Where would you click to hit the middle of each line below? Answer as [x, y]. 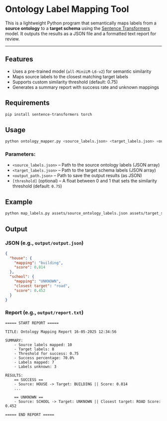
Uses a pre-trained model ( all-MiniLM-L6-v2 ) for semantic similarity [82, 71]
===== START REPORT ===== [32, 323]
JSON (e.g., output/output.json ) [44, 243]
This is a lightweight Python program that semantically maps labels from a [81, 23]
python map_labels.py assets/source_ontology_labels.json [66, 213]
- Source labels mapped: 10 [43, 345]
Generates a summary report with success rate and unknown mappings [85, 87]
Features [19, 59]
